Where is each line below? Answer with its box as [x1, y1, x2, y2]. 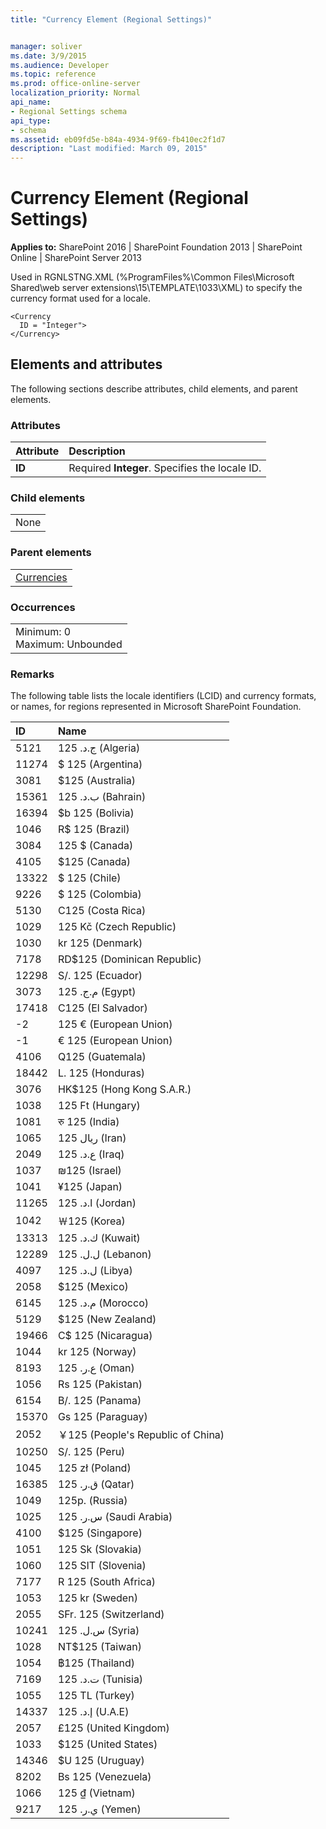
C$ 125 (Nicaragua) [57, 1329, 153, 1343]
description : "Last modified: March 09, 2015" [10, 144, 208, 154]
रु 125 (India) [57, 1115, 120, 1129]
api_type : [10, 116, 52, 126]
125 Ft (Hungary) [57, 1099, 141, 1113]
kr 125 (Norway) [57, 1345, 137, 1359]
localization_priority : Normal [10, 88, 141, 98]
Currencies [15, 570, 68, 584]
